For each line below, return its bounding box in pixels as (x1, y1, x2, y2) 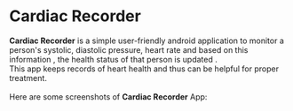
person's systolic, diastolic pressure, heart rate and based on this (9, 44, 249, 55)
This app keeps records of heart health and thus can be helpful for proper (9, 63, 280, 74)
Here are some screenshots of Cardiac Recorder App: (9, 91, 208, 102)
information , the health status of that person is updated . (9, 54, 218, 64)
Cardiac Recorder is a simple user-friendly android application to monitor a (9, 35, 284, 46)
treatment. (9, 72, 47, 83)
